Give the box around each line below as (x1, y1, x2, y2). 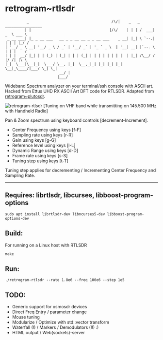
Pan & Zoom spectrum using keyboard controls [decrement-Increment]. (5, 117, 148, 123)
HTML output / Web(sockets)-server (12, 330, 85, 336)
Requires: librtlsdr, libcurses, (5, 191, 95, 200)
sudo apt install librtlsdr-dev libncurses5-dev (5, 211, 105, 217)
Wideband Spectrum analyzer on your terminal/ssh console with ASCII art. (5, 83, 154, 89)
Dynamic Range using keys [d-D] (12, 147, 79, 153)
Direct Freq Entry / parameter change (12, 309, 87, 315)
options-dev (5, 216, 29, 221)
